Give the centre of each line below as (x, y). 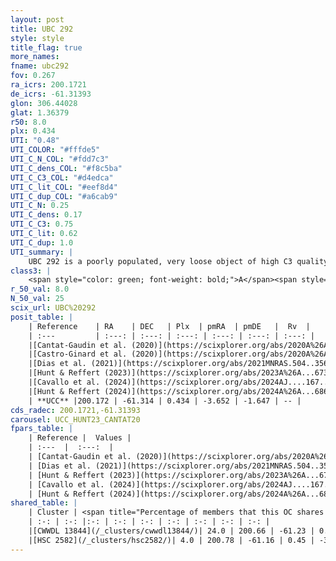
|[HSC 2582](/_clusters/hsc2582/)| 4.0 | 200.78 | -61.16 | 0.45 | (171, 540)
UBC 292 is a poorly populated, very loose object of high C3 (160, 261)
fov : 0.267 (33, 76)
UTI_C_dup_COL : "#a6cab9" (64, 196)
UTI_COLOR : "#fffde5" (55, 150)
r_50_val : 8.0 (40, 289)
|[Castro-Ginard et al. (78, 354)
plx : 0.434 (33, 131)
